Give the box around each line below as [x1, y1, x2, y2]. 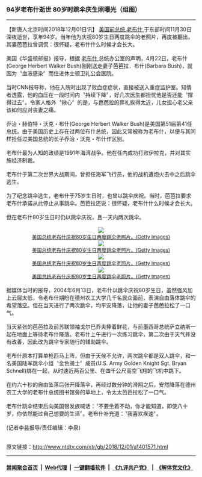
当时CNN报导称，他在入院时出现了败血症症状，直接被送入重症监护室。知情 [6, 84, 192, 91]
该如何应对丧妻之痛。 [6, 107, 59, 114]
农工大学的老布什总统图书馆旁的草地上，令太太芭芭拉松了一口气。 [6, 388, 170, 396]
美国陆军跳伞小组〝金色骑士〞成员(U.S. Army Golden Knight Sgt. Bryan [11, 360, 187, 367]
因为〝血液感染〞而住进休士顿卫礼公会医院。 [6, 70, 117, 77]
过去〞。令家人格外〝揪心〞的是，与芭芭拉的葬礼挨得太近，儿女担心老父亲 [11, 99, 194, 106]
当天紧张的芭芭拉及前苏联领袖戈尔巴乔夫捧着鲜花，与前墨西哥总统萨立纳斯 [6, 323, 191, 331]
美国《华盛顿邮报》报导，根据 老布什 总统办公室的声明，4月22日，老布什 [6, 55, 188, 62]
